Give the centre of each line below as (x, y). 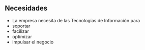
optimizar (22, 36)
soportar (21, 26)
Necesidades (26, 8)
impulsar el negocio (33, 42)
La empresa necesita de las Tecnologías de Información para (76, 20)
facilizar (20, 31)
